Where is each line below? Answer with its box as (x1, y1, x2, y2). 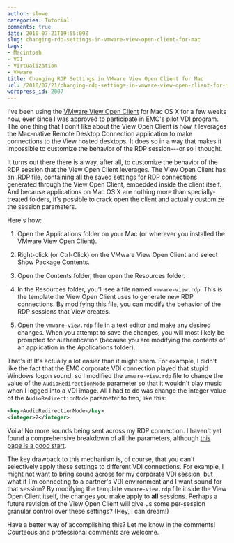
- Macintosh (7, 50, 42, 57)
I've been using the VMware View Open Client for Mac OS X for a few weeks (7, 108, 227, 116)
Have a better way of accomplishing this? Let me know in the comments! (7, 520, 216, 528)
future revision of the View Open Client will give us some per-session (7, 499, 205, 507)
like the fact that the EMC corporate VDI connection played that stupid (7, 364, 209, 372)
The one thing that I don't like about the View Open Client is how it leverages (7, 122, 227, 131)
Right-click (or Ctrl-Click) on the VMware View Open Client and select (17, 251, 218, 259)
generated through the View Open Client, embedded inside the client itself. (7, 180, 221, 189)
